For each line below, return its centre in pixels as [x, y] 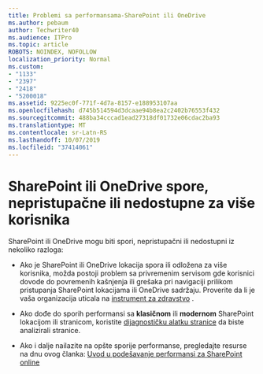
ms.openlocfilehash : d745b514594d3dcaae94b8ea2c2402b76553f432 [114, 111]
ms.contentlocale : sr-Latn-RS [58, 132]
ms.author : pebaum [38, 23]
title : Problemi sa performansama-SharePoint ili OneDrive [107, 15]
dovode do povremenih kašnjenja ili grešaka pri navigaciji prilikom [126, 282]
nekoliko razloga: [36, 250]
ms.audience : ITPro [40, 37]
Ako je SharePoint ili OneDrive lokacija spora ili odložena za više [123, 265]
